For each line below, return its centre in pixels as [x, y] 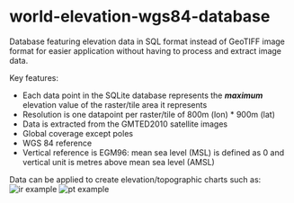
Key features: [34, 77]
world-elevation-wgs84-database [140, 17]
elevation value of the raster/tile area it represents [115, 104]
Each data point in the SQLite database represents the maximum [143, 95]
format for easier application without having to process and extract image [145, 50]
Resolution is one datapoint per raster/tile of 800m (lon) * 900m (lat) [149, 114]
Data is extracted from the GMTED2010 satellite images [125, 124]
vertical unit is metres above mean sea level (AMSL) [119, 162]
